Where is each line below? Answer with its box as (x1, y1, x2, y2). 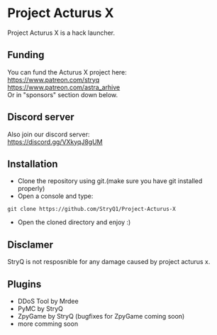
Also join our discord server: (7, 130, 90, 138)
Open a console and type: (17, 192, 94, 200)
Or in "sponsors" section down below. (7, 90, 118, 99)
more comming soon (17, 319, 79, 328)
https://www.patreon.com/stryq (7, 75, 100, 84)
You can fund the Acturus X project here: (7, 67, 128, 76)
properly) (17, 185, 45, 193)
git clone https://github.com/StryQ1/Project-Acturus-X (7, 206, 176, 213)
